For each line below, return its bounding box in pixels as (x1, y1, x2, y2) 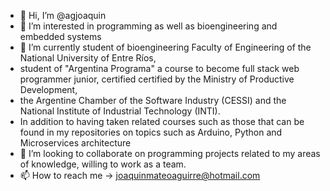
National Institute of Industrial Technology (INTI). (19, 105, 221, 117)
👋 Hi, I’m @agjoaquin (19, 10, 107, 21)
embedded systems (19, 31, 102, 42)
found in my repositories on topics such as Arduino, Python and (19, 126, 283, 138)
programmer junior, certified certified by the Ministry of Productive (19, 73, 295, 85)
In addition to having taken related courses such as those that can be (19, 116, 305, 127)
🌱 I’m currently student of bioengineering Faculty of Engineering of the (19, 41, 312, 53)
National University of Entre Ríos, (19, 52, 157, 64)
